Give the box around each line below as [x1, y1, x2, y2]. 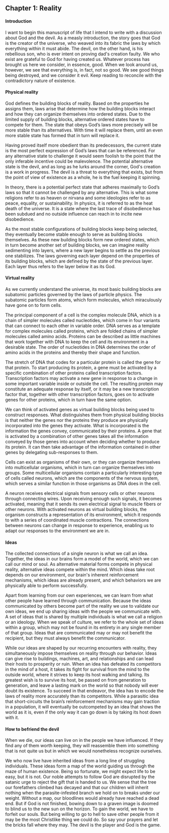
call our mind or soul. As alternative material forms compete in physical [5, 561, 152, 567]
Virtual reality [5, 275, 35, 281]
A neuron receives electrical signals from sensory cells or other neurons [5, 490, 155, 496]
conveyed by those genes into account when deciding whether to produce [5, 438, 160, 444]
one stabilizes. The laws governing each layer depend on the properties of [5, 252, 159, 259]
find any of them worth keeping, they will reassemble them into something [5, 743, 159, 749]
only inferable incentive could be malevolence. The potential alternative [5, 158, 153, 164]
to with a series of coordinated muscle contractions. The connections [5, 517, 149, 523]
